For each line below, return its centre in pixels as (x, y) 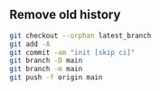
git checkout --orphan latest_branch (80, 35)
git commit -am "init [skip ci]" (72, 52)
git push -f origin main (56, 77)
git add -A (30, 44)
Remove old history (65, 15)
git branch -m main (46, 69)
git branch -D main (46, 61)
